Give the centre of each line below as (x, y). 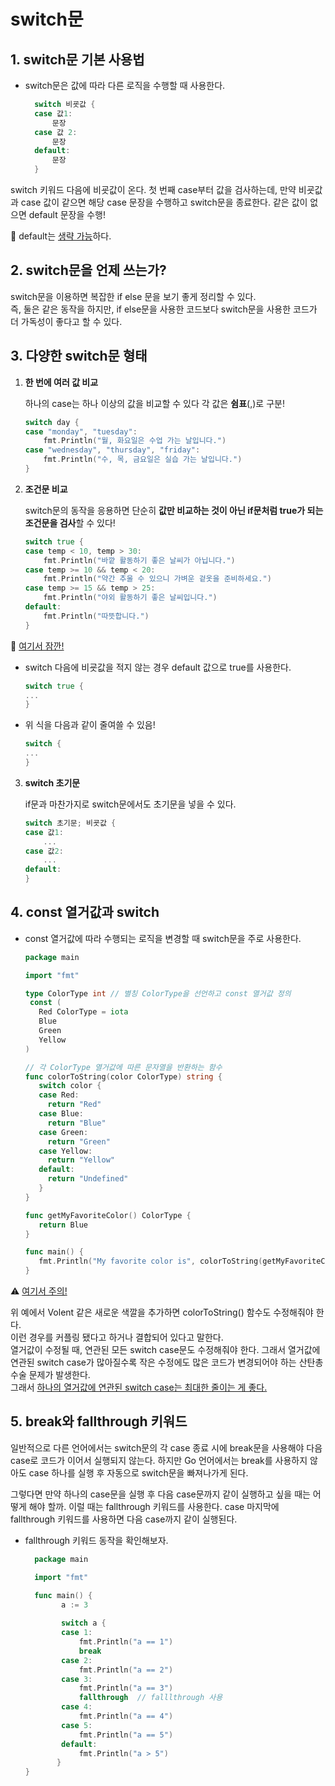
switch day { (52, 422)
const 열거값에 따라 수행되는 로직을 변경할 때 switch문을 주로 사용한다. (163, 938)
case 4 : (77, 1707)
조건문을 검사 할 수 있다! (70, 522)
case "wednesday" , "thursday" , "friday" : (112, 450)
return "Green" (79, 1141)
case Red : (59, 1095)
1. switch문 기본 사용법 (77, 59)
